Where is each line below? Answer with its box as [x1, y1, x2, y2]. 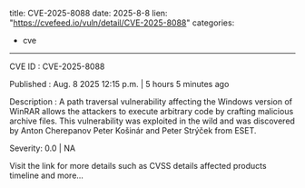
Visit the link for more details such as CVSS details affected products [9, 161, 267, 171]
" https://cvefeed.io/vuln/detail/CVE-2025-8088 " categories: [9, 17, 235, 28]
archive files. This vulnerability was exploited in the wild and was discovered [9, 115, 295, 126]
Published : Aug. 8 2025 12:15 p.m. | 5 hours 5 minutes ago [9, 79, 230, 89]
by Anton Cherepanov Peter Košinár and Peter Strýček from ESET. [9, 125, 257, 135]
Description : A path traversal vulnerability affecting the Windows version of [9, 96, 293, 107]
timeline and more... [9, 170, 84, 181]
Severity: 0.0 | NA [9, 143, 75, 153]
